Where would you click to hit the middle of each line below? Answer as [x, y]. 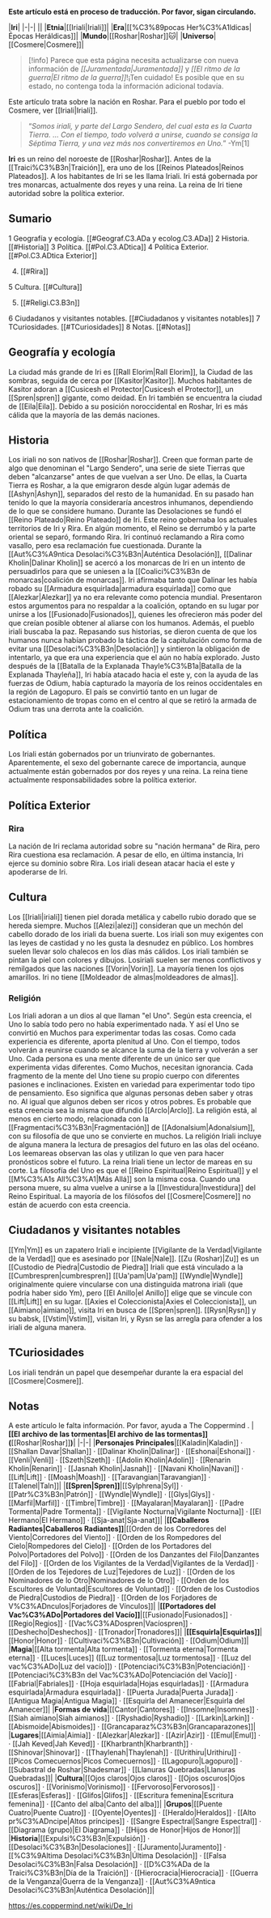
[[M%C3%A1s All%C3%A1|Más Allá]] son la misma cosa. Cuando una [124, 1179]
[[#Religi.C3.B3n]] [50, 302]
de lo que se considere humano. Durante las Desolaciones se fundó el [125, 511]
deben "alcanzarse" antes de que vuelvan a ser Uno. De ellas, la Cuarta [128, 477]
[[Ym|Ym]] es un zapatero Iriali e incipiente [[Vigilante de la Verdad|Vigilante [135, 1249]
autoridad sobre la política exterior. [67, 193]
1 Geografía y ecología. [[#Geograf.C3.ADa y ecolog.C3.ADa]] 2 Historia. [129, 238]
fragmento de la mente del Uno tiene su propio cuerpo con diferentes [124, 1076]
